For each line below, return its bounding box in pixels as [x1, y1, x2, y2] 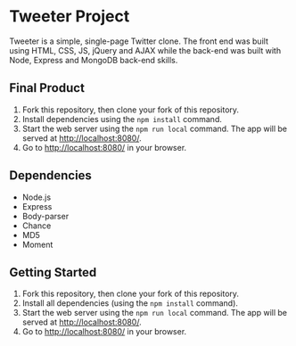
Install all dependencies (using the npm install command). [21, 298, 239, 309]
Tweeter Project [9, 6, 130, 27]
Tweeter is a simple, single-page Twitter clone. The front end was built [9, 36, 269, 46]
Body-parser [21, 210, 70, 221]
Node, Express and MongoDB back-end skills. [9, 54, 178, 65]
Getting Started [9, 265, 97, 280]
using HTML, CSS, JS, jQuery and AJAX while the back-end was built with [9, 45, 282, 55]
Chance [21, 220, 52, 231]
